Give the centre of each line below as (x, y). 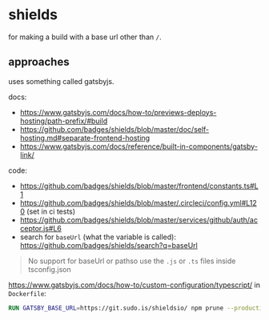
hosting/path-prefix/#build (64, 121)
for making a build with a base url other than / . (85, 37)
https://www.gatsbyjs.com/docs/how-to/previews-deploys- (118, 112)
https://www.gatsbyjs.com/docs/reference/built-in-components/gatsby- (139, 146)
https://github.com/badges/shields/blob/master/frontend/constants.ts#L (139, 186)
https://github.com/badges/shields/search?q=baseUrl (108, 245)
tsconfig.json (49, 269)
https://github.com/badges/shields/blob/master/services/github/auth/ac (139, 220)
